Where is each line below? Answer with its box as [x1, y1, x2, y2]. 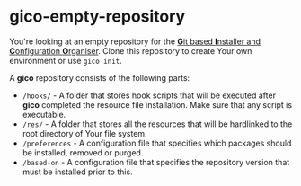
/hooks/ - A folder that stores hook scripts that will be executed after [22, 90, 277, 101]
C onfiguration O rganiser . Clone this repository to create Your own [9, 45, 252, 56]
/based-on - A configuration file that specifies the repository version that [22, 156, 290, 167]
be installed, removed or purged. [22, 146, 144, 158]
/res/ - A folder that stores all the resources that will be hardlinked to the [22, 119, 293, 129]
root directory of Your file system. [22, 128, 147, 138]
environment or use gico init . [9, 55, 123, 66]
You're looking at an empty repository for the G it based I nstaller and [9, 36, 261, 47]
